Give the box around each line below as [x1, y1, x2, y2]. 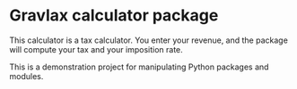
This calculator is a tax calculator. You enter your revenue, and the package [9, 35, 289, 45]
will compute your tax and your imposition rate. [9, 44, 184, 54]
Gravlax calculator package [9, 5, 219, 26]
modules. [9, 70, 44, 81]
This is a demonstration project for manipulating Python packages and [9, 61, 269, 72]
